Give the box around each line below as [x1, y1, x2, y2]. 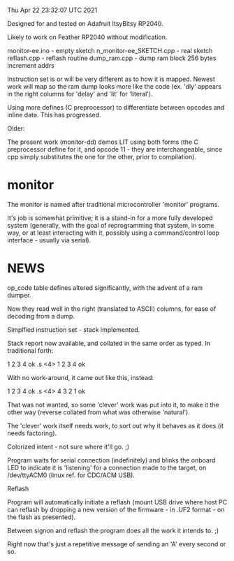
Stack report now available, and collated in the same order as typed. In [7, 339, 211, 347]
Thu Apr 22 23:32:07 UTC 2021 [7, 6, 98, 14]
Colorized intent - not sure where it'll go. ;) [7, 442, 130, 451]
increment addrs [7, 61, 54, 69]
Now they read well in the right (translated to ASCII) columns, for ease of [7, 304, 217, 313]
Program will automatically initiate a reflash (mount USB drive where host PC [7, 497, 228, 506]
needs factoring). [7, 429, 57, 437]
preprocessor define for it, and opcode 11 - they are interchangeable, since [7, 145, 223, 153]
